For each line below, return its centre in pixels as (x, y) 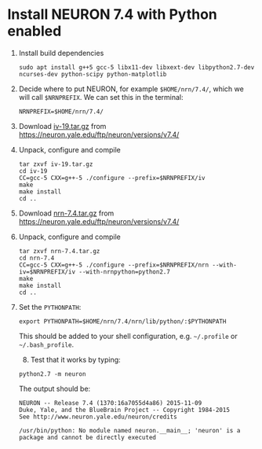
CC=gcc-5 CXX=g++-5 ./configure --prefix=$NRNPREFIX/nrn (114, 265)
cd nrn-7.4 (36, 258)
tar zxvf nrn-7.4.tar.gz (59, 251)
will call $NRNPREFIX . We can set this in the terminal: (101, 97)
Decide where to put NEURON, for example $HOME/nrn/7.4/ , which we (131, 89)
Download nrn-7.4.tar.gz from (66, 213)
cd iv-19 (33, 171)
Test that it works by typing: (75, 359)
